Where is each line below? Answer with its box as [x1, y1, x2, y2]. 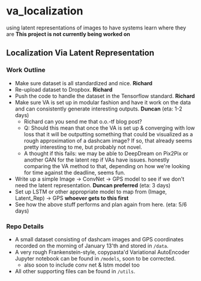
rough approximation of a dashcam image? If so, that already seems [23, 137, 193, 144]
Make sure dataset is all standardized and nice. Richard [14, 79, 153, 86]
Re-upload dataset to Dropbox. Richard [14, 86, 113, 93]
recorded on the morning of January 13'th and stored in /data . [14, 242, 169, 249]
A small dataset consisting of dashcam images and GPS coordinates [14, 235, 184, 243]
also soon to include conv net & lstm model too [23, 261, 140, 268]
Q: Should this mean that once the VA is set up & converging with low [23, 124, 195, 131]
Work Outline [6, 66, 46, 74]
